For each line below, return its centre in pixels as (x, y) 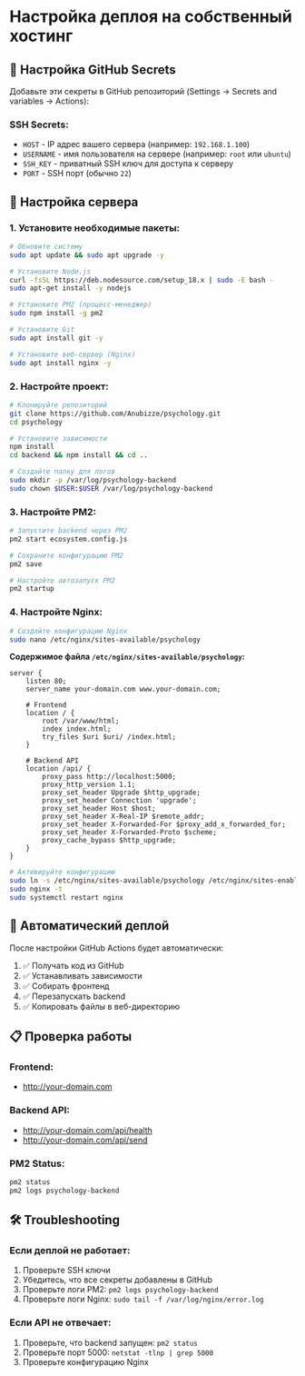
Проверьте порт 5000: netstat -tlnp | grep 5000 (118, 1352)
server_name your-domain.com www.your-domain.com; (123, 689)
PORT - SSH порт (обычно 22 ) (77, 174)
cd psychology (36, 422)
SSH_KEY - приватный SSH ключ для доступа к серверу (128, 164)
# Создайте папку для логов (63, 472)
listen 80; (46, 682)
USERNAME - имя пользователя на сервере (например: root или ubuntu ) (157, 154)
